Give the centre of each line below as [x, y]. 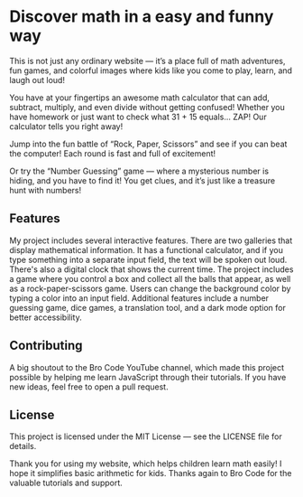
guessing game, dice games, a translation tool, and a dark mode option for [148, 307]
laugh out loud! [37, 80]
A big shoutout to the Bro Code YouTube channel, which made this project [147, 367]
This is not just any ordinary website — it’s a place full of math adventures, [147, 61]
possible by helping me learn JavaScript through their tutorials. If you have [148, 377]
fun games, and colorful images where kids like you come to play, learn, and [151, 70]
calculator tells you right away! [66, 126]
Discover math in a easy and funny [142, 17]
